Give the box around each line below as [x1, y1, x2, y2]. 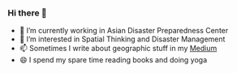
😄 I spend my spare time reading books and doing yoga [19, 55, 208, 65]
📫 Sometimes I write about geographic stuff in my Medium [19, 44, 218, 54]
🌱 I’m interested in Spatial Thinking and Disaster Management [19, 34, 226, 44]
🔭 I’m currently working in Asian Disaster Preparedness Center [19, 26, 229, 36]
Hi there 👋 [7, 7, 48, 19]
